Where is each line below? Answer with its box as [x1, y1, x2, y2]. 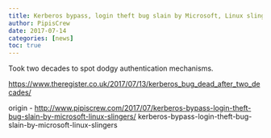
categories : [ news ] [8, 34, 74, 43]
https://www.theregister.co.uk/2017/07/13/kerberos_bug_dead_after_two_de [8, 79, 261, 89]
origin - [8, 103, 33, 113]
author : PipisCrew [8, 19, 70, 27]
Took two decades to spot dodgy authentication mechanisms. [8, 63, 214, 73]
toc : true [8, 42, 42, 50]
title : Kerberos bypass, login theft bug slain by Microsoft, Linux [8, 11, 244, 20]
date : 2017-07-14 [8, 26, 67, 34]
